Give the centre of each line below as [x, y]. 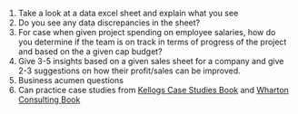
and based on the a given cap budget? [90, 52]
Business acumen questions [71, 80]
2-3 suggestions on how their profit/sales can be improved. [129, 71]
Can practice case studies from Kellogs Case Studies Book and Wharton [153, 90]
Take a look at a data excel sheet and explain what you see [128, 13]
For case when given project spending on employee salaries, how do [147, 32]
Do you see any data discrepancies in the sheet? [109, 23]
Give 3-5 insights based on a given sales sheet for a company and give [151, 61]
